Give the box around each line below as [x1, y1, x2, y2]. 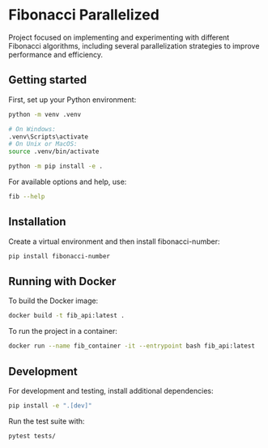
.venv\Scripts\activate [8, 132, 89, 141]
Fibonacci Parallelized [8, 6, 160, 24]
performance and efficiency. [8, 49, 104, 59]
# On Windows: [8, 125, 57, 133]
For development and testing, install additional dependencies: [8, 386, 214, 395]
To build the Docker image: [8, 296, 99, 305]
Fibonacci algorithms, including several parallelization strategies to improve [8, 41, 260, 50]
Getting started [8, 73, 87, 87]
